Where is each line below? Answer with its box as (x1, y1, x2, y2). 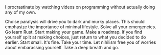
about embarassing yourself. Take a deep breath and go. (5, 45, 119, 50)
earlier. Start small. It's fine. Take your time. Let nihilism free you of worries (5, 39, 156, 45)
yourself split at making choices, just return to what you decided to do (5, 34, 146, 40)
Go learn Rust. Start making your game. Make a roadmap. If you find (5, 29, 143, 35)
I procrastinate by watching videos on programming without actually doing (5, 4, 155, 10)
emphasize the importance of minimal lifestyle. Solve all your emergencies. (5, 24, 157, 30)
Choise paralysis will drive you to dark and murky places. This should (5, 19, 145, 24)
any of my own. (5, 9, 37, 15)
